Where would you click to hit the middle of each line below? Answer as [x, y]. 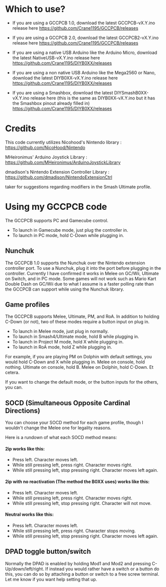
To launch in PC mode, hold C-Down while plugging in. [68, 235]
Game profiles [27, 305]
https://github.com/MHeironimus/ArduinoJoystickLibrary [63, 162]
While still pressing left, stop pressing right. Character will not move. [82, 503]
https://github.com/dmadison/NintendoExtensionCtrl [59, 177]
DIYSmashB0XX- [131, 93]
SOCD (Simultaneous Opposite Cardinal [68, 403]
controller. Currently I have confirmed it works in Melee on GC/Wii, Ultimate [82, 273]
